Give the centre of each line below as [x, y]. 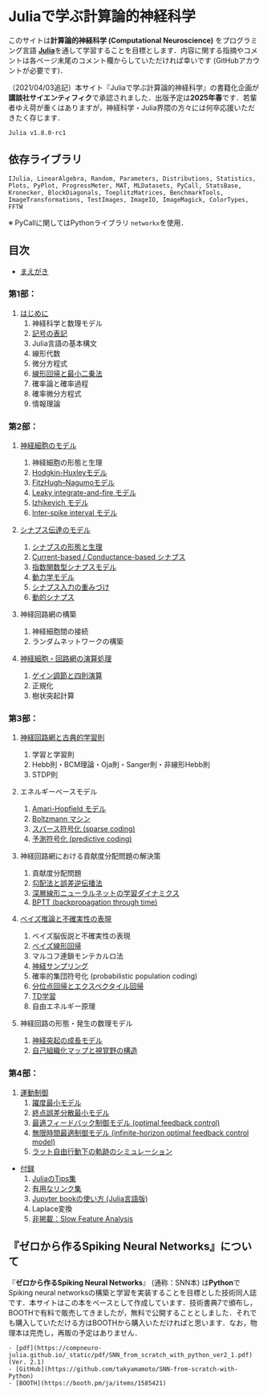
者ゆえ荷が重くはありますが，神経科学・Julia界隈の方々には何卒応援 [121, 107]
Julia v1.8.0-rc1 [37, 133]
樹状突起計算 [53, 695]
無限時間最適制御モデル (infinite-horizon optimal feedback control [140, 1132]
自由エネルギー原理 [64, 1007]
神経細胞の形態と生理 [67, 462]
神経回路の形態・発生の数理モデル [76, 1024]
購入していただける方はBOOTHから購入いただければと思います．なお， [133, 1323]
